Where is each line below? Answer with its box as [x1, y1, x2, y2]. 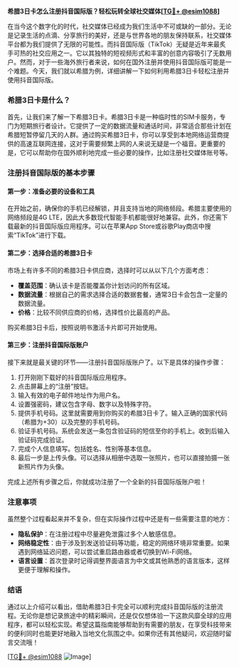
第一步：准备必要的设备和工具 [7, 187, 95, 196]
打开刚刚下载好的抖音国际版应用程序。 [17, 373, 130, 381]
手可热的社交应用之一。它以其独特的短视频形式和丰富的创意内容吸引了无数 [7, 49, 225, 57]
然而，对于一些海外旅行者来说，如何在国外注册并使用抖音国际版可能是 [19, 58, 225, 66]
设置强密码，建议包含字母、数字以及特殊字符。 [17, 400, 155, 408]
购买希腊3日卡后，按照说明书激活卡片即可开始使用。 [7, 323, 161, 331]
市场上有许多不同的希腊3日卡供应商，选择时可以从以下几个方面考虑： [7, 265, 211, 274]
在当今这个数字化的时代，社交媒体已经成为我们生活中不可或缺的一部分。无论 [7, 22, 232, 31]
